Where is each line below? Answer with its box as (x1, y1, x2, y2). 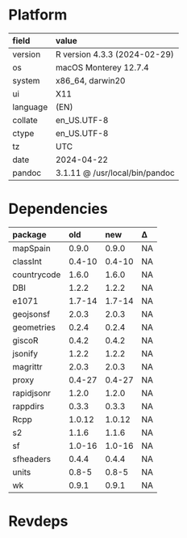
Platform (8, 6, 68, 24)
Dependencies (8, 200, 108, 218)
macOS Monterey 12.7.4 (55, 62, 149, 73)
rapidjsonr (12, 387, 51, 399)
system (12, 75, 40, 86)
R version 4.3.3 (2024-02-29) (55, 49, 175, 60)
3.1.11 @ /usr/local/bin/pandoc (55, 167, 175, 178)
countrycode (12, 269, 61, 280)
